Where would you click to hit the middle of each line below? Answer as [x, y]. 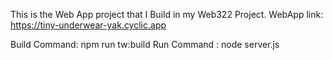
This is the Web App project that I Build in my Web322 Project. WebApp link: [167, 14]
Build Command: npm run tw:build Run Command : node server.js [145, 44]
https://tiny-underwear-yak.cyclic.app [88, 25]
